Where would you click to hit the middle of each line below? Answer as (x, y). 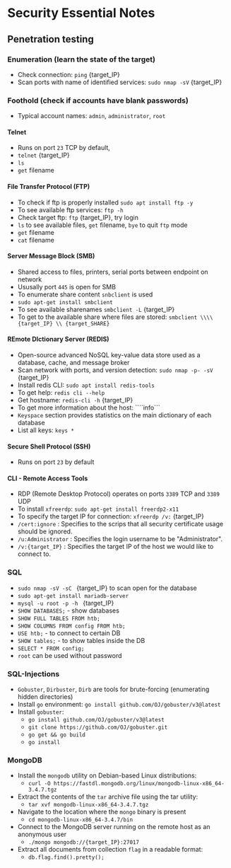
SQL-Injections (34, 673)
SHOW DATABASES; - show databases (69, 611)
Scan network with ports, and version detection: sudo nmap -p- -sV (115, 370)
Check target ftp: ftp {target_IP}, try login (78, 217)
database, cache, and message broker (73, 362)
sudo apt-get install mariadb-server (73, 596)
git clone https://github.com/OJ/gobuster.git (98, 727)
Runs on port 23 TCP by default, (64, 148)
